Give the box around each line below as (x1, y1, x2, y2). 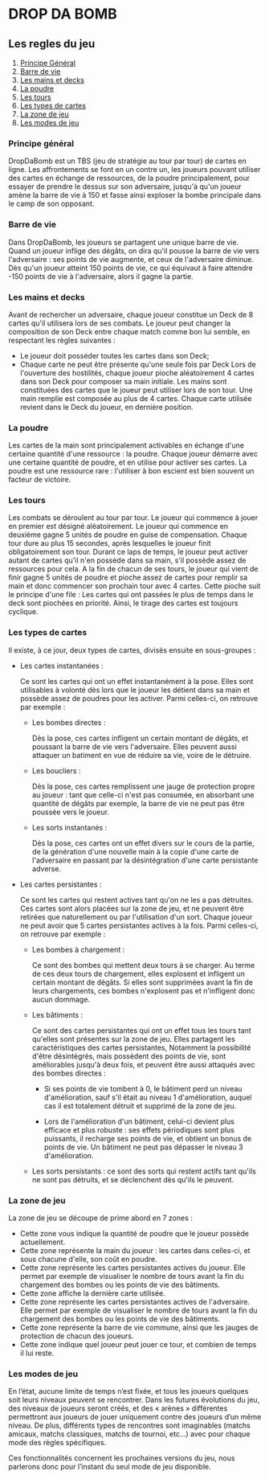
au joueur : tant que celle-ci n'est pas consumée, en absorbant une (31, 789, 255, 800)
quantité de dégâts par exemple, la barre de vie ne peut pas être (31, 798, 245, 808)
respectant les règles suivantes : (8, 335, 116, 345)
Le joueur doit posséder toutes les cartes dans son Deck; (19, 350, 210, 360)
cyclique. (8, 607, 39, 617)
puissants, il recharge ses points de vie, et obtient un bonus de (43, 1133, 252, 1143)
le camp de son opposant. (8, 199, 95, 209)
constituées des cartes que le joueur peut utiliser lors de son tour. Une (19, 385, 253, 395)
